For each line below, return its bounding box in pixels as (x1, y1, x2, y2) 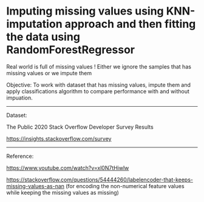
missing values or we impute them (6, 69, 92, 76)
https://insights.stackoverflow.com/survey (6, 135, 112, 142)
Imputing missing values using (6, 4, 164, 18)
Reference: (6, 152, 34, 160)
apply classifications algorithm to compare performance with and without (6, 87, 190, 95)
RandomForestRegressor (6, 43, 135, 57)
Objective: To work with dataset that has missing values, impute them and (6, 81, 191, 89)
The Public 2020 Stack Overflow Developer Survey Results (6, 123, 154, 130)
